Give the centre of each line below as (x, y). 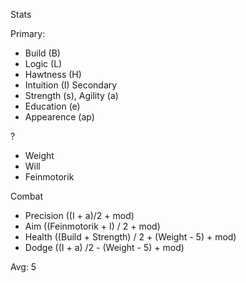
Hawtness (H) (53, 74)
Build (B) (42, 53)
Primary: (28, 33)
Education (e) (52, 106)
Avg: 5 (23, 267)
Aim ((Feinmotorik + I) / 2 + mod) (92, 226)
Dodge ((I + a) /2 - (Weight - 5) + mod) (104, 247)
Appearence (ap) (59, 117)
